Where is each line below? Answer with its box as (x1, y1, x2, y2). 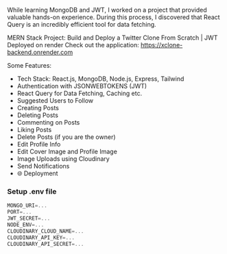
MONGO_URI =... (7, 202, 48, 209)
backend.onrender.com (7, 48, 73, 56)
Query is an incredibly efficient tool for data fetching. (7, 21, 156, 28)
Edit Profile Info (16, 140, 61, 148)
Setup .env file (7, 186, 57, 196)
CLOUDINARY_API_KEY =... (7, 234, 75, 241)
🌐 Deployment (16, 169, 58, 177)
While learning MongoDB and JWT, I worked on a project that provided (7, 6, 207, 14)
